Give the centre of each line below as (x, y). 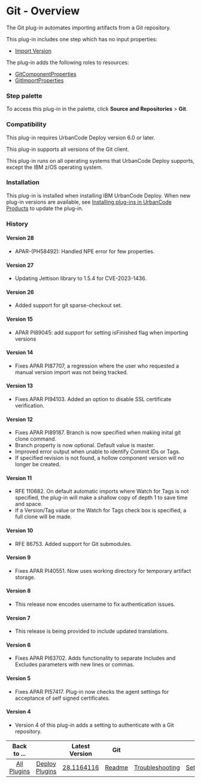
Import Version (33, 51)
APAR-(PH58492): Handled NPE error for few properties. (85, 251)
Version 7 (19, 618)
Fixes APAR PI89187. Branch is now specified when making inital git (98, 433)
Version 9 (19, 557)
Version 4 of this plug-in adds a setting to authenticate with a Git (95, 725)
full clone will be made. (43, 517)
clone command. (36, 439)
